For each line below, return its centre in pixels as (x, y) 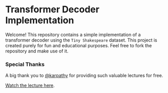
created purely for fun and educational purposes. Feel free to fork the (79, 45)
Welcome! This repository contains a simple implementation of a (73, 34)
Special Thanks (25, 64)
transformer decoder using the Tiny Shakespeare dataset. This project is (81, 40)
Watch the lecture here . (30, 85)
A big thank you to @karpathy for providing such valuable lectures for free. (84, 76)
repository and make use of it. (37, 51)
